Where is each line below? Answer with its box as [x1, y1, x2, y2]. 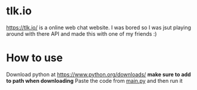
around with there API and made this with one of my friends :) [6, 30, 157, 37]
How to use [6, 51, 63, 65]
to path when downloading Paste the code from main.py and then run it [6, 77, 183, 84]
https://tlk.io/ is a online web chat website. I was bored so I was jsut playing [6, 24, 192, 31]
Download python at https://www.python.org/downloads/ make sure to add [6, 70, 192, 78]
